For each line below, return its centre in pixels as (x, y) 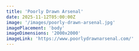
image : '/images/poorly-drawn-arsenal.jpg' (61, 22)
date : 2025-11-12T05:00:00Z (41, 17)
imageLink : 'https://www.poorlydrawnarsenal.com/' (70, 39)
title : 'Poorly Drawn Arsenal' (45, 11)
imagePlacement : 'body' (36, 28)
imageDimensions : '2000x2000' (44, 33)
